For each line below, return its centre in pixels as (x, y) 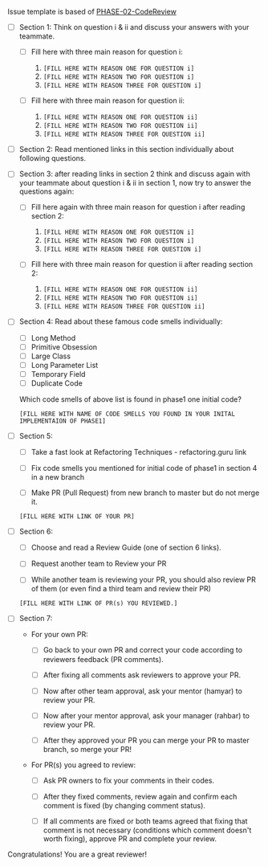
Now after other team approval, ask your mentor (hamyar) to (142, 691)
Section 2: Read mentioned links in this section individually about (126, 149)
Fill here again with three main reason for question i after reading (138, 207)
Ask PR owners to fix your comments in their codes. (128, 780)
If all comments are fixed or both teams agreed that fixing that (145, 821)
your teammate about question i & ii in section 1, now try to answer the (135, 183)
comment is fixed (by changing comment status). (124, 805)
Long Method (53, 337)
